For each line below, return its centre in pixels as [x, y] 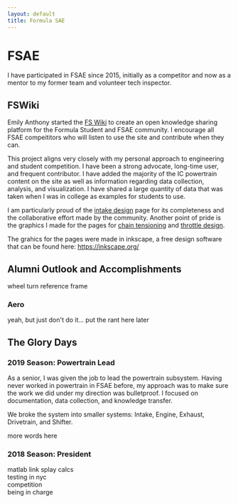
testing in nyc [27, 477]
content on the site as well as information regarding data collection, [106, 181]
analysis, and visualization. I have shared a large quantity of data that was [115, 189]
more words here [32, 436]
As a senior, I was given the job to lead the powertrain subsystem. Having [115, 378]
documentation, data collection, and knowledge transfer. [90, 401]
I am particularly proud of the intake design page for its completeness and [116, 210]
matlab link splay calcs [40, 470]
